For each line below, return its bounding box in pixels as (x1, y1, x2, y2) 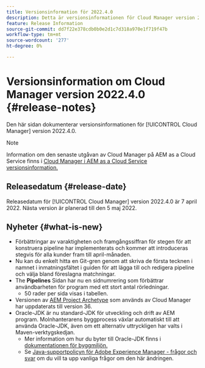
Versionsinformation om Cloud (6, 74, 165, 88)
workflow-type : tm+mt (6, 32, 62, 38)
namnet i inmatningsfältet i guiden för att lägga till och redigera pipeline (15, 264, 195, 272)
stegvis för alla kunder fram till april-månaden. (15, 251, 132, 258)
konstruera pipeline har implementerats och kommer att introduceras (15, 245, 189, 252)
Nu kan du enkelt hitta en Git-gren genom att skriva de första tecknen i (15, 258, 193, 265)
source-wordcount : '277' (6, 37, 70, 43)
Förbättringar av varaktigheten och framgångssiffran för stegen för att (15, 238, 192, 245)
